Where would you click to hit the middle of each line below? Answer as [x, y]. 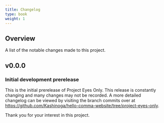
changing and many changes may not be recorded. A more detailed [73, 95]
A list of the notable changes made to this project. [55, 50]
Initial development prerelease [42, 80]
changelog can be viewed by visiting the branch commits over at [70, 100]
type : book [16, 14]
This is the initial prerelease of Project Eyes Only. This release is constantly [81, 90]
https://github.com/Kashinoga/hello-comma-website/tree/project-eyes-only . [82, 105]
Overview [20, 38]
